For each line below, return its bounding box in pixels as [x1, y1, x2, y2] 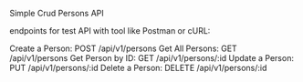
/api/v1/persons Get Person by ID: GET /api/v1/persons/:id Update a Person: [9, 53, 295, 63]
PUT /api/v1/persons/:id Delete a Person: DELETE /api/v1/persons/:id [9, 63, 267, 73]
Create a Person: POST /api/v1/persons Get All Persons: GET [9, 43, 237, 54]
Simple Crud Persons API [9, 8, 105, 18]
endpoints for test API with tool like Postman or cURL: [9, 26, 211, 36]
